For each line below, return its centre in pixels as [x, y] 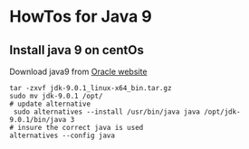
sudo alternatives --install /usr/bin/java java [107, 112]
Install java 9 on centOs [77, 50]
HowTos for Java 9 [81, 17]
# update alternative [50, 104]
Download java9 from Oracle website [78, 71]
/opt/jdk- [222, 112]
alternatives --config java [62, 135]
